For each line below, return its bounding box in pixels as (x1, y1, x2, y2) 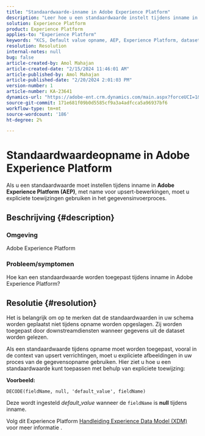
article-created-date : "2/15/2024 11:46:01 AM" (6, 65, 130, 72)
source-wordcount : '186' (6, 111, 70, 117)
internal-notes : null (6, 49, 62, 55)
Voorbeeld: (6, 376, 35, 383)
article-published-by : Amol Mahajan (6, 71, 99, 78)
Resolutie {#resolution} (6, 297, 97, 308)
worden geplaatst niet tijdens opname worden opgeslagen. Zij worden (6, 320, 182, 327)
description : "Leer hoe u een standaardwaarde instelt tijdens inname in (6, 15, 198, 21)
